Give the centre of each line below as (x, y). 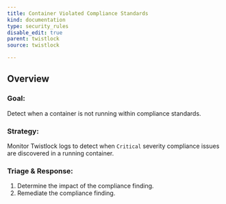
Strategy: (23, 131)
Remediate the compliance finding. (66, 193)
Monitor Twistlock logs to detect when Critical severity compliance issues (113, 146)
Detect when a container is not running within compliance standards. (104, 113)
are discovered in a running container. (61, 153)
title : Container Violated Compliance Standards (78, 13)
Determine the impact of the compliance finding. (85, 186)
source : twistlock (33, 45)
